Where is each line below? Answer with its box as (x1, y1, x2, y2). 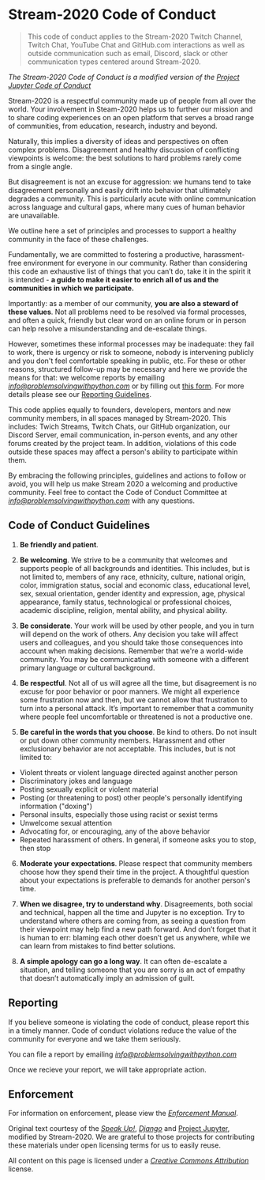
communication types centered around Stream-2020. (27, 57, 201, 66)
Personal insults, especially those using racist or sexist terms (19, 809, 218, 819)
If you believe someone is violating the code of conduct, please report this (8, 1017, 250, 1027)
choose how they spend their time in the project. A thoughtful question (19, 867, 250, 876)
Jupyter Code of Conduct (8, 81, 91, 90)
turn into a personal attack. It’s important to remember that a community (19, 703, 254, 713)
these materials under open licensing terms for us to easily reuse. (8, 1140, 221, 1150)
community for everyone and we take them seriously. (8, 1034, 181, 1043)
